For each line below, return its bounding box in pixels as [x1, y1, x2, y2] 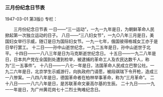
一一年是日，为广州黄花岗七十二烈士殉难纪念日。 [5, 87, 103, 93]
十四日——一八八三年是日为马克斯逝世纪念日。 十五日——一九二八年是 [14, 51, 156, 56]
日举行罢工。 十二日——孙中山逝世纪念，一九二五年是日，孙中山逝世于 [5, 44, 147, 50]
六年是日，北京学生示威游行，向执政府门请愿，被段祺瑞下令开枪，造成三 [13, 69, 158, 74]
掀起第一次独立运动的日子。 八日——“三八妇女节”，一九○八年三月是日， [5, 32, 150, 38]
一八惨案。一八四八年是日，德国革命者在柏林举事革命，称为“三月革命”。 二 [5, 75, 155, 81]
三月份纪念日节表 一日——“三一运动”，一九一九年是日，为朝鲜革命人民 [13, 27, 155, 32]
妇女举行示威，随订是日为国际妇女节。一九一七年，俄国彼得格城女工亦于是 [9, 39, 158, 44]
